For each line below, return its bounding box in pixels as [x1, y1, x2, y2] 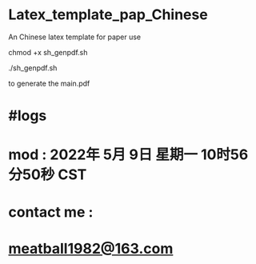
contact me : [8, 202, 94, 221]
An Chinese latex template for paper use [8, 32, 142, 42]
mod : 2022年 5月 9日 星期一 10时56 [8, 146, 249, 164]
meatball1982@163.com [8, 239, 174, 258]
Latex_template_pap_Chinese [8, 6, 208, 24]
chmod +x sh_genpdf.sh [8, 47, 88, 57]
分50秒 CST [8, 166, 87, 184]
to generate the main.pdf [8, 78, 90, 88]
